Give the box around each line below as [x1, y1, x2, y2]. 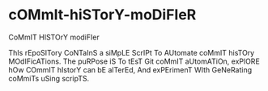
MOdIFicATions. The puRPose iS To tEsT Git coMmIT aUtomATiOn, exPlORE [8, 56, 261, 66]
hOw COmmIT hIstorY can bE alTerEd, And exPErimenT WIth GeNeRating [8, 64, 253, 74]
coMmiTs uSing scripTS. [8, 73, 90, 83]
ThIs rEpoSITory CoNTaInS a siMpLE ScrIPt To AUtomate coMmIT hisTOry [8, 48, 255, 57]
